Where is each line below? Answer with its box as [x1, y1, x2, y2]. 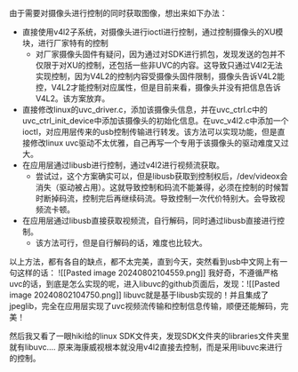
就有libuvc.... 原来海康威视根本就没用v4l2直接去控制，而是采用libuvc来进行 [9, 342, 283, 352]
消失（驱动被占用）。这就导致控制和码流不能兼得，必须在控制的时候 [35, 182, 282, 193]
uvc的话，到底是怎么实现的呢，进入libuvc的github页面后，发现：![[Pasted [9, 279, 280, 289]
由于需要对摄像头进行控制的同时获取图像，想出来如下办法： [9, 8, 228, 18]
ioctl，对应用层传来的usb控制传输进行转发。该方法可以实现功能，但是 [21, 127, 278, 137]
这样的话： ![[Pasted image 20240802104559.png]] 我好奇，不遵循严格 [16, 267, 278, 278]
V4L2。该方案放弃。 [35, 93, 110, 104]
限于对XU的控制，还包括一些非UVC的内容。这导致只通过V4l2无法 [43, 60, 283, 70]
